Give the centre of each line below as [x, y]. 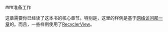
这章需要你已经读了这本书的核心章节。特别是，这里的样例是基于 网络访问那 [82, 18]
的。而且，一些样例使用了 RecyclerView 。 [52, 24]
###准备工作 [18, 7]
